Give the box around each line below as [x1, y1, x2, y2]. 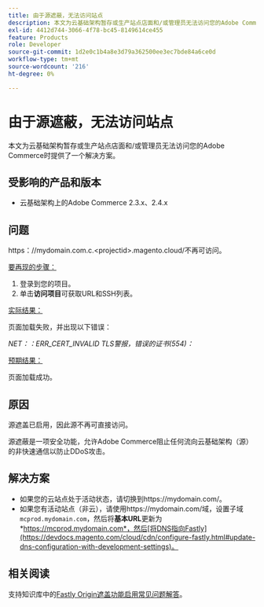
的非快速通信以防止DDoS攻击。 [8, 447, 110, 456]
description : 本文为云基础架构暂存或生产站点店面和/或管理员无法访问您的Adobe [8, 19, 239, 27]
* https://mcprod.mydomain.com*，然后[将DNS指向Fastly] [19, 524, 207, 533]
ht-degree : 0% [8, 70, 55, 78]
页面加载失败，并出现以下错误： [8, 322, 112, 332]
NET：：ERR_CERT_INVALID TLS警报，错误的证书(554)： [8, 339, 194, 348]
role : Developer [8, 41, 61, 49]
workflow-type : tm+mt [8, 56, 79, 64]
